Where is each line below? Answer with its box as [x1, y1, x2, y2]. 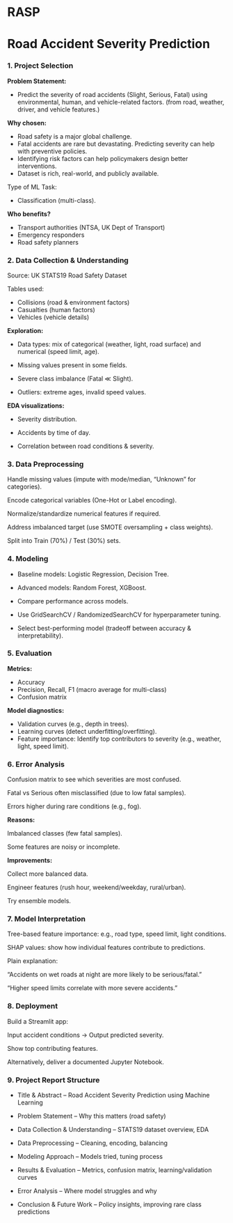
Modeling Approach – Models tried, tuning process [17, 1153, 163, 1161]
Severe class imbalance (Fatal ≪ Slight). [17, 374, 134, 383]
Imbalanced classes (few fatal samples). [7, 829, 123, 838]
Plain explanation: [7, 957, 58, 965]
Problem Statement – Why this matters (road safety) [17, 1112, 166, 1121]
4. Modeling [7, 554, 49, 564]
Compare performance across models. [17, 597, 129, 605]
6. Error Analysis [7, 759, 65, 769]
